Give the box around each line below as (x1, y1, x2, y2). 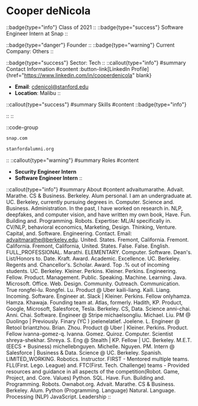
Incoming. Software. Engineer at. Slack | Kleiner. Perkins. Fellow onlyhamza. (6, 293, 191, 300)
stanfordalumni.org (6, 146, 54, 152)
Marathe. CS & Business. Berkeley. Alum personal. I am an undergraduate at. (6, 192, 193, 199)
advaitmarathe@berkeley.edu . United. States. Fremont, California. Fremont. (6, 236, 189, 243)
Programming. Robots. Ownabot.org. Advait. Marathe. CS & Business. (6, 380, 176, 388)
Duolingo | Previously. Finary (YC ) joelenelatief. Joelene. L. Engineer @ (6, 317, 180, 324)
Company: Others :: (6, 47, 54, 54)
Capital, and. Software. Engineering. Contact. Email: (6, 229, 132, 237)
